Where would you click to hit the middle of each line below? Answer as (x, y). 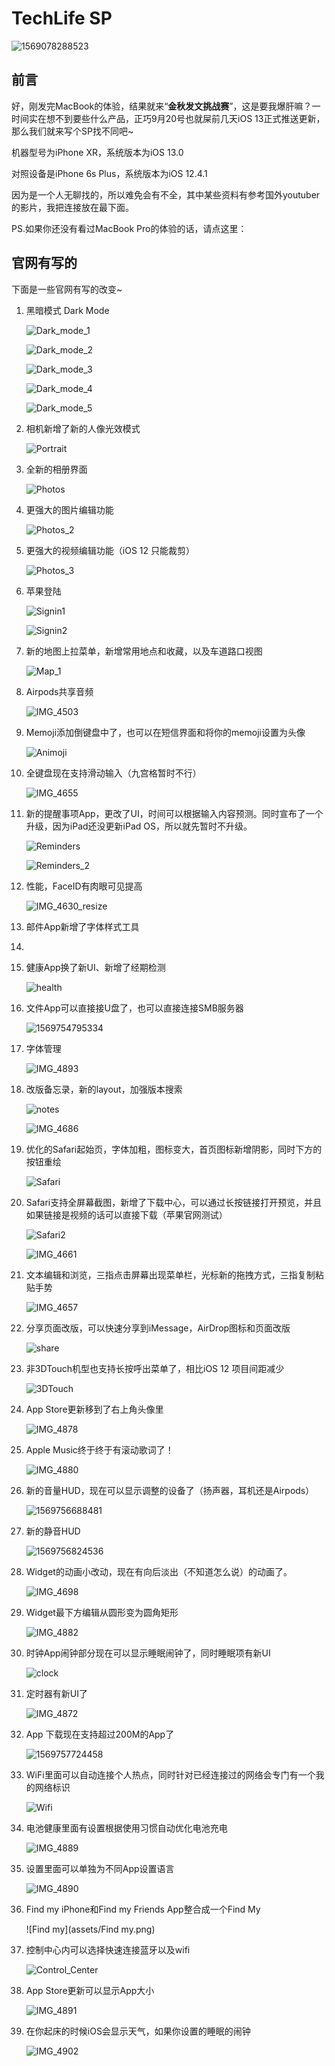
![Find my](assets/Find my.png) (90, 1929)
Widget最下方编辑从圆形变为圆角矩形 (102, 1612)
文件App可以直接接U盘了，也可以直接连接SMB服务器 (134, 1008)
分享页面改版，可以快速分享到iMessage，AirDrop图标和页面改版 (158, 1328)
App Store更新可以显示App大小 (90, 1990)
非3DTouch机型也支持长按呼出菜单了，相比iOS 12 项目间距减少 (155, 1368)
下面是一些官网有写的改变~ (67, 289)
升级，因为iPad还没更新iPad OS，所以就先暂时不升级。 (139, 826)
